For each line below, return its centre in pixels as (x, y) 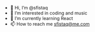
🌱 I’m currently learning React (42, 18)
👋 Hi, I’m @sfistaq (29, 8)
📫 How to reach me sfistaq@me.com (50, 24)
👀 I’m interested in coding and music (49, 13)
